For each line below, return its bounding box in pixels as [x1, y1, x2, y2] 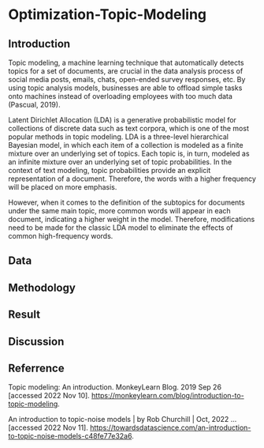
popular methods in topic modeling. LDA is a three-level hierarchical [8, 132, 229, 141]
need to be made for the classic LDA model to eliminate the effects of [8, 223, 233, 232]
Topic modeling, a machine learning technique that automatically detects [8, 58, 244, 67]
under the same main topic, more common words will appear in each [8, 206, 231, 215]
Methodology [8, 280, 76, 294]
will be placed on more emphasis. [8, 183, 117, 191]
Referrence [8, 361, 65, 375]
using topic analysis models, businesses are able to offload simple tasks [8, 83, 243, 92]
